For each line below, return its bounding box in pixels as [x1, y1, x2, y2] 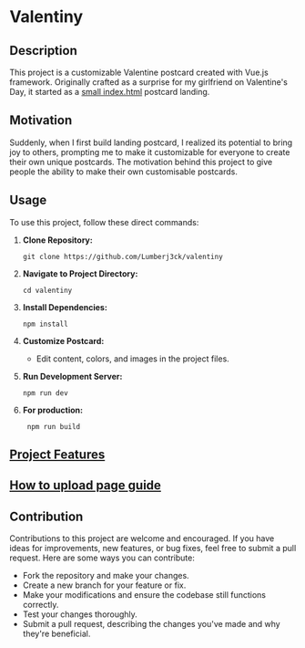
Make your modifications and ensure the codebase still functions [22, 590, 267, 601]
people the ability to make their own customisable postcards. [9, 166, 239, 177]
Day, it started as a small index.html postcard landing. [9, 87, 210, 97]
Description [9, 43, 77, 58]
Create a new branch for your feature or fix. [22, 580, 187, 591]
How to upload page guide [9, 477, 162, 494]
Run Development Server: [22, 371, 123, 381]
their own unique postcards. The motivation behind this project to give [9, 156, 273, 167]
